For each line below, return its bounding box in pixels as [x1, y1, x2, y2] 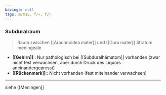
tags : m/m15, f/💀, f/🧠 [5, 12, 52, 17]
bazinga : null [5, 7, 35, 12]
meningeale [17, 45, 41, 50]
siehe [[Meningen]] [5, 84, 44, 90]
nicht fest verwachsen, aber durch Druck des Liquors [12, 59, 121, 65]
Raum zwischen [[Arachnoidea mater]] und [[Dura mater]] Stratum [17, 39, 153, 45]
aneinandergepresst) [12, 65, 55, 71]
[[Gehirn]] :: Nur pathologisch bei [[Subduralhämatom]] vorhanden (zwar [12, 54, 161, 60]
